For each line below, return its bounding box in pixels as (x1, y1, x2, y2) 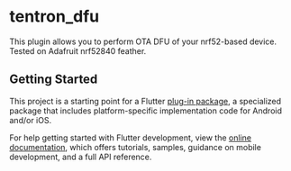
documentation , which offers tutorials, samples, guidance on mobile (9, 141, 261, 152)
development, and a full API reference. (9, 151, 152, 162)
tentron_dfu (9, 6, 100, 27)
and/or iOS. (9, 114, 52, 125)
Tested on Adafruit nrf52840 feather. (9, 45, 147, 56)
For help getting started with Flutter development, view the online (9, 132, 252, 143)
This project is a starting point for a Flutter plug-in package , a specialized (9, 95, 282, 106)
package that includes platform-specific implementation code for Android (9, 105, 282, 116)
